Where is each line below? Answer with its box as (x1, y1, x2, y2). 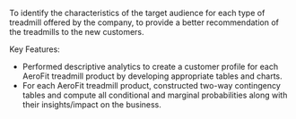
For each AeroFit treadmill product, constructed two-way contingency (22, 81, 281, 90)
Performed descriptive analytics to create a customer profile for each (22, 62, 279, 72)
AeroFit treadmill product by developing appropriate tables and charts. (22, 71, 283, 81)
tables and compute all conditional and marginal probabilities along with (22, 89, 288, 100)
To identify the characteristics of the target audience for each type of (9, 8, 266, 18)
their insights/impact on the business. (22, 99, 161, 110)
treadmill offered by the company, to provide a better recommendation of (9, 17, 280, 28)
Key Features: (9, 44, 60, 55)
